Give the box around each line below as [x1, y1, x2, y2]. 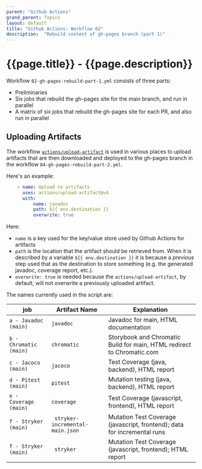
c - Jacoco [9, 359, 40, 367]
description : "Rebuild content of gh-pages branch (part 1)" [6, 31, 165, 37]
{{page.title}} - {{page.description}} [6, 57, 193, 71]
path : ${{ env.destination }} [32, 206, 109, 213]
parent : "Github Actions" [6, 8, 71, 15]
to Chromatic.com [108, 348, 159, 356]
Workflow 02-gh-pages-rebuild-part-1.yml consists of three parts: [6, 77, 171, 84]
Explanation [133, 306, 168, 314]
